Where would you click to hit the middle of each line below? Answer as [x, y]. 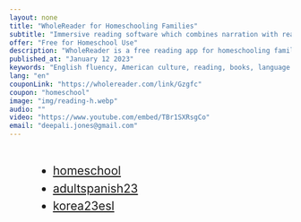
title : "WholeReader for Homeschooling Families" [104, 26]
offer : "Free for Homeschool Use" [74, 43]
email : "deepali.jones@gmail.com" [74, 126]
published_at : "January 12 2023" [72, 59]
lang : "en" [30, 76]
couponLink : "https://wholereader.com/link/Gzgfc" [106, 84]
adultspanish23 [95, 188]
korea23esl [83, 206]
